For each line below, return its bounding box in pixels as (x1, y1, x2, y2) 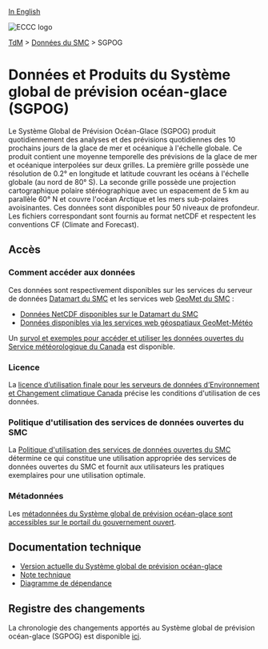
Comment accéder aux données (8, 267, 136, 278)
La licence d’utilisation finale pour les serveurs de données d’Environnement (8, 379, 260, 389)
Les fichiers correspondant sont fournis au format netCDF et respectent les (8, 211, 257, 221)
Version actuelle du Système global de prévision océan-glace (19, 562, 222, 571)
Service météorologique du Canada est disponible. (8, 342, 176, 351)
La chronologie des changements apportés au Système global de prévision (8, 623, 255, 633)
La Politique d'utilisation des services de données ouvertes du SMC (8, 445, 231, 455)
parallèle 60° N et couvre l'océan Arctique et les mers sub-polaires (8, 194, 230, 203)
